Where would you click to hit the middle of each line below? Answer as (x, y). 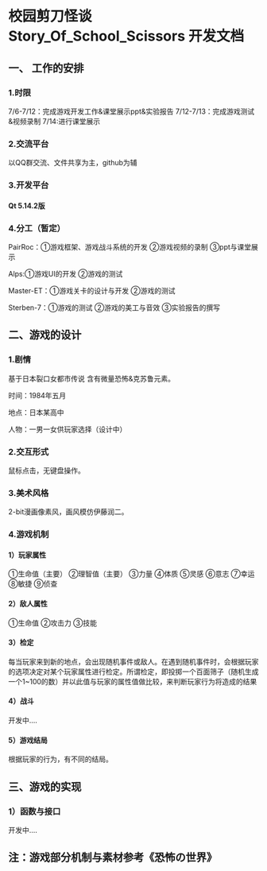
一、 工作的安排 (46, 68)
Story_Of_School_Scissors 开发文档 (126, 36)
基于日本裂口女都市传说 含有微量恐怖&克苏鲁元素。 (91, 378)
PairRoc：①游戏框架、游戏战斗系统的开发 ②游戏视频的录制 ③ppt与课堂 (130, 246)
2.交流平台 (29, 144)
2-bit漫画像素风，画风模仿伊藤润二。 (68, 512)
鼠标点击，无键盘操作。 (46, 470)
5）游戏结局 (28, 740)
